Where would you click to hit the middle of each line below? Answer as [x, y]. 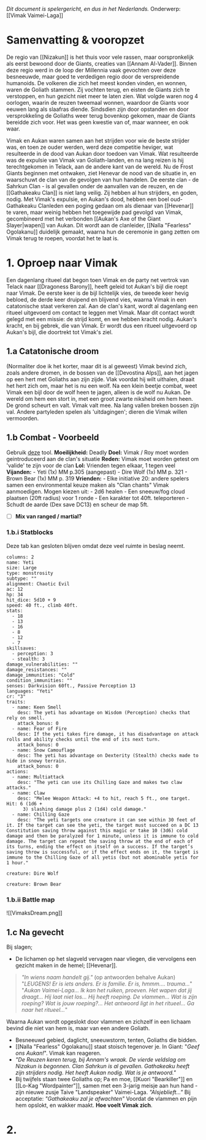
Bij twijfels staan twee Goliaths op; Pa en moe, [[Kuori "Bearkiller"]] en [104, 1079]
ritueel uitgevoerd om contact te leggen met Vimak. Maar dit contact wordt [101, 313]
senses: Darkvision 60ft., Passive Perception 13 [71, 686]
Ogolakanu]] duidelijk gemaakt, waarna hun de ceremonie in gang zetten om [103, 232]
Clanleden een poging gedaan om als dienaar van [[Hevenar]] [116, 205]
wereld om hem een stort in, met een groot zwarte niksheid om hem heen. [100, 398]
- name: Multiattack [38, 777]
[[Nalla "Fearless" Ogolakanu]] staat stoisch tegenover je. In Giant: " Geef [107, 1046]
